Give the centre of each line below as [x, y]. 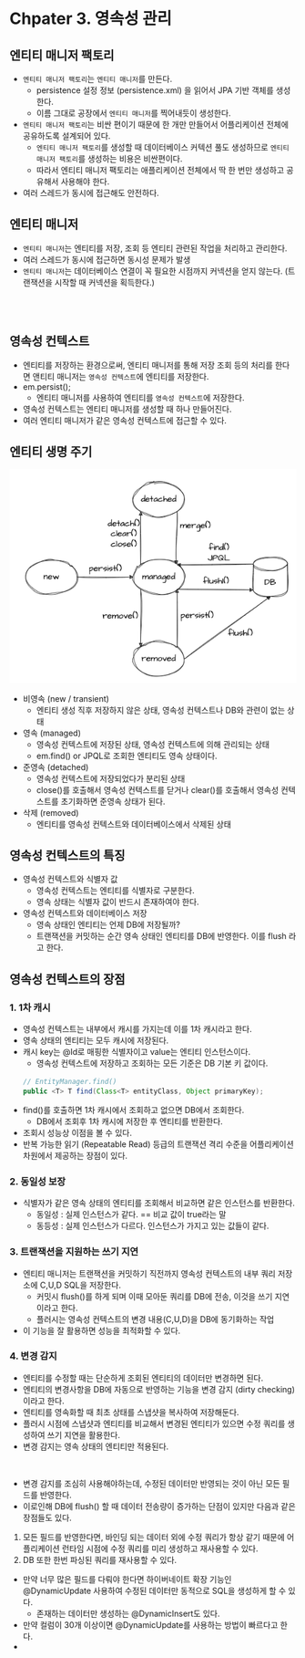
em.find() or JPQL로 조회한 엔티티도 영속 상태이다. [127, 756]
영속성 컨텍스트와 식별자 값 [70, 879]
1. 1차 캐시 [30, 1007]
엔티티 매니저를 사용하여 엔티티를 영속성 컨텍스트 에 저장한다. [140, 397]
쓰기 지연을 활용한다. [84, 1434]
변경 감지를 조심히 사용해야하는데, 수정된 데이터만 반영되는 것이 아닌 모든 [151, 1483]
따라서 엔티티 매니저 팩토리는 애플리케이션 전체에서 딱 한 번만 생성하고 [160, 170]
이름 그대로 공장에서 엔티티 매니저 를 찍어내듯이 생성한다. [133, 113]
